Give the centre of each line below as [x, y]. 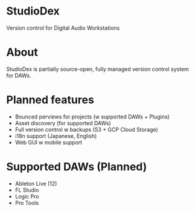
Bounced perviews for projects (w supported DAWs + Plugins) [92, 117]
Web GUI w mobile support [49, 142]
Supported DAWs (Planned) [77, 167]
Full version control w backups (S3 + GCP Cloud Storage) [86, 129]
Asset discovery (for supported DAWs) [63, 123]
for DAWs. [19, 75]
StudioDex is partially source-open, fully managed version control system [97, 69]
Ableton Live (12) [36, 183]
